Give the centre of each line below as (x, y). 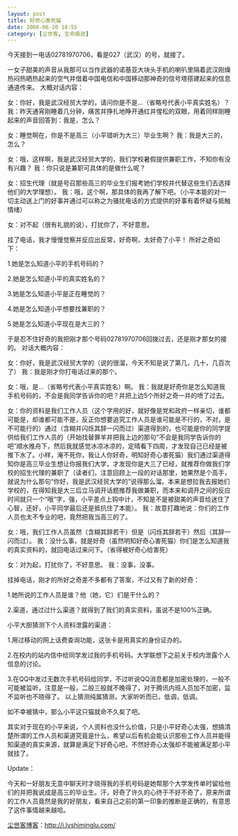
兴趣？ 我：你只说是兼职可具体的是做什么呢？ (79, 168)
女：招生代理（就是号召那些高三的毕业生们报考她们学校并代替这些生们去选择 (119, 183)
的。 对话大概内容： (36, 348)
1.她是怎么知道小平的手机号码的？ (56, 264)
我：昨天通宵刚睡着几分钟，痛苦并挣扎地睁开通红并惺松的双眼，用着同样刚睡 (119, 111)
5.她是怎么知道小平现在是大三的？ (57, 324)
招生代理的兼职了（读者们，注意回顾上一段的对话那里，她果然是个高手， (125, 473)
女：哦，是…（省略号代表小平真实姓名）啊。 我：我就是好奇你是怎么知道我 (117, 387)
